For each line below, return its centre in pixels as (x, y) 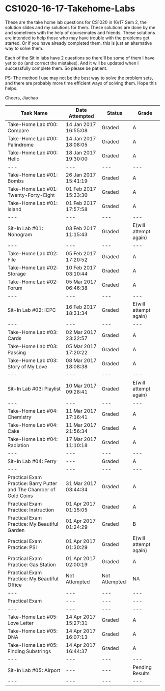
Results (141, 673)
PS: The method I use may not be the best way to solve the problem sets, (79, 78)
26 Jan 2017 (81, 175)
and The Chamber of (31, 489)
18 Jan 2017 (81, 152)
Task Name (34, 113)
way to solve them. (24, 48)
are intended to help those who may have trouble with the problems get (77, 38)
